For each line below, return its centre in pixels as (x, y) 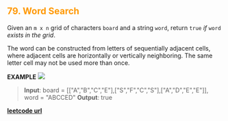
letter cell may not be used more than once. (68, 63)
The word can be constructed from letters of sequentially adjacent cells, (109, 48)
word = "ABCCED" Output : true (68, 97)
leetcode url (25, 110)
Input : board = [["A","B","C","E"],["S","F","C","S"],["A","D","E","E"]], (116, 90)
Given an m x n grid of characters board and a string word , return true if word (114, 27)
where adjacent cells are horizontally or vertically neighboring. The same (110, 55)
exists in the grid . (31, 35)
